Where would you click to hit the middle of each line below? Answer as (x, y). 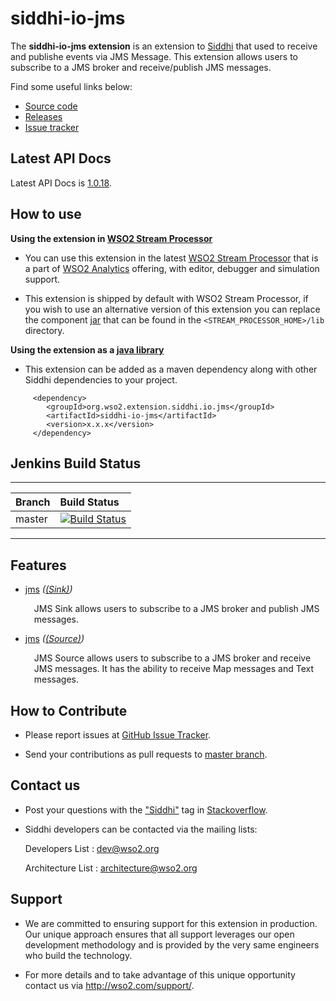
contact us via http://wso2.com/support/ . (109, 985)
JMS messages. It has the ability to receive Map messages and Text (174, 669)
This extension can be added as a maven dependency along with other (171, 369)
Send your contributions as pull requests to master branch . (146, 754)
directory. (44, 330)
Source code (51, 106)
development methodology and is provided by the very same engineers (172, 944)
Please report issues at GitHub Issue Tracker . (118, 735)
